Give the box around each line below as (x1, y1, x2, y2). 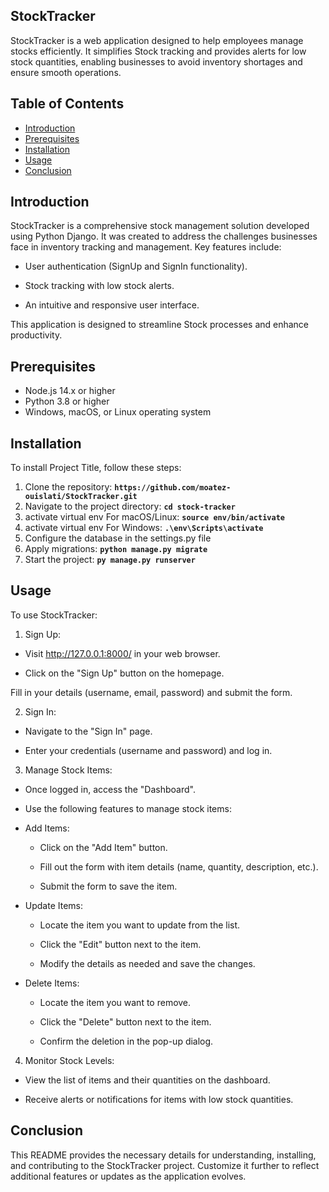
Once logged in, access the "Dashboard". (24, 783, 196, 795)
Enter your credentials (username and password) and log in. (24, 744, 273, 756)
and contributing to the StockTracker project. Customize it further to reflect (10, 1159, 320, 1171)
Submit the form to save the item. (39, 880, 178, 892)
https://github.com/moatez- (114, 483, 232, 493)
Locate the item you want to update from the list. (39, 919, 241, 931)
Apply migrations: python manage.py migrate (24, 543, 208, 555)
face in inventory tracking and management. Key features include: (10, 241, 282, 253)
